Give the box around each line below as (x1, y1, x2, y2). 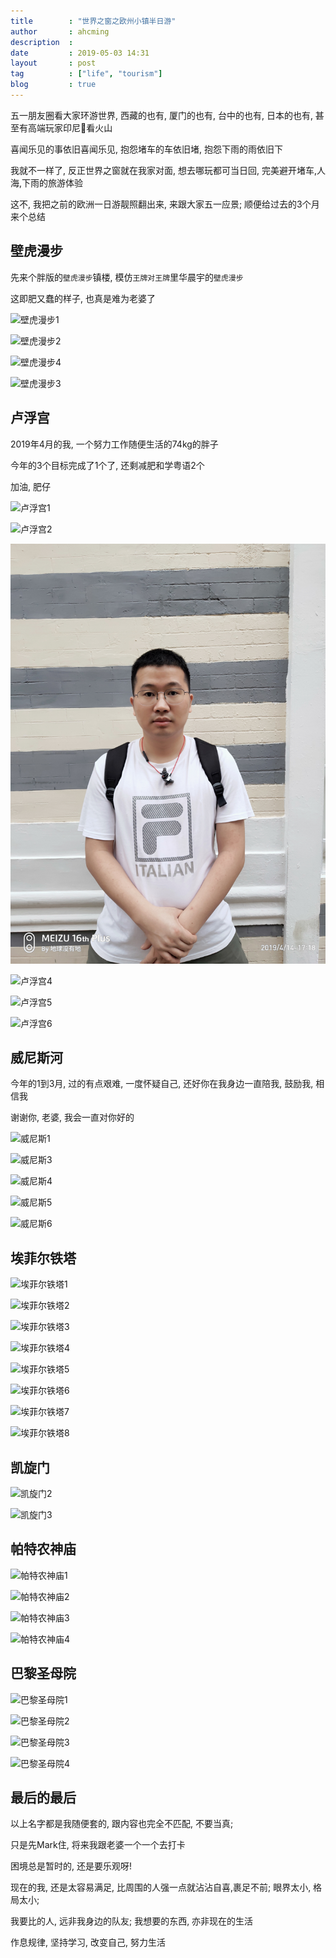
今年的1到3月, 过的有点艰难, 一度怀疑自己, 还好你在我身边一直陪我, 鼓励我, (10, 1078, 314, 1090)
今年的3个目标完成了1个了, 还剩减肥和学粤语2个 (10, 459, 205, 471)
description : (10, 37, 74, 47)
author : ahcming (10, 26, 110, 37)
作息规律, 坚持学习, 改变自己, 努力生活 (10, 1936, 166, 1949)
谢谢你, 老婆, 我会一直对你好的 (10, 1111, 135, 1124)
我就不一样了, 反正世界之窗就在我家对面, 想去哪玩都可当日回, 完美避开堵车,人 (10, 164, 326, 176)
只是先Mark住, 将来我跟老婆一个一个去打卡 (10, 1839, 186, 1851)
